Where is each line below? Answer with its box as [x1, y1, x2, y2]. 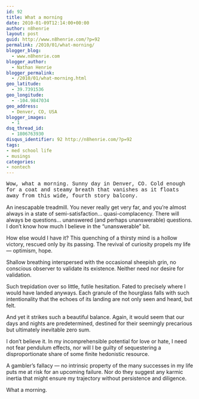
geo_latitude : [6, 81, 42, 87]
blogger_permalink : [6, 70, 55, 76]
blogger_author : [6, 59, 47, 65]
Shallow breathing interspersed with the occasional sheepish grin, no [6, 259, 176, 266]
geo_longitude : [6, 92, 44, 98]
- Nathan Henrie [11, 64, 52, 70]
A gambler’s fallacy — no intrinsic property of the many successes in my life [6, 362, 194, 369]
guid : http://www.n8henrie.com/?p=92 [6, 36, 100, 42]
